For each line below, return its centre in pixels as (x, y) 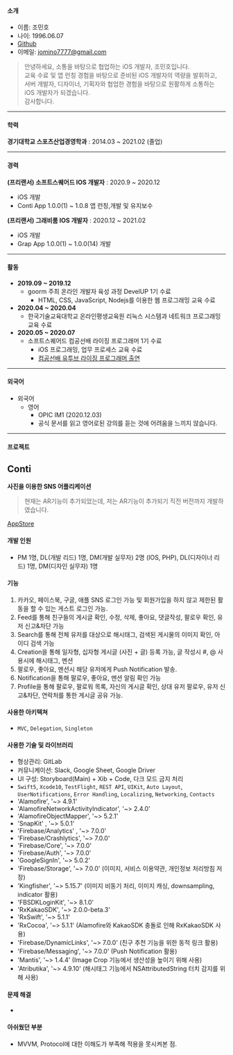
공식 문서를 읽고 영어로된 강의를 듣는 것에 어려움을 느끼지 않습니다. (128, 424)
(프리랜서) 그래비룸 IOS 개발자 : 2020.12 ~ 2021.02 (77, 220)
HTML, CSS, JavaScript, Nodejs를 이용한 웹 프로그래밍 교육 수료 (127, 300)
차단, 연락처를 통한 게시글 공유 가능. (75, 695)
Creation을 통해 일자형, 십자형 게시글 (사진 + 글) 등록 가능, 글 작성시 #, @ (116, 652)
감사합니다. (39, 101)
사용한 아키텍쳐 (28, 712)
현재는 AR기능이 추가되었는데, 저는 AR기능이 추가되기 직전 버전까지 (115, 501)
